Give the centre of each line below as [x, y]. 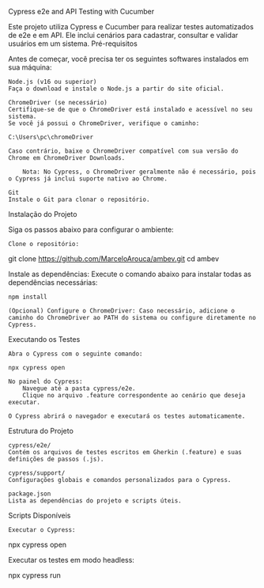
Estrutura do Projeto [41, 431]
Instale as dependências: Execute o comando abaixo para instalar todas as [130, 274]
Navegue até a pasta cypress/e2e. [79, 389]
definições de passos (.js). [56, 459]
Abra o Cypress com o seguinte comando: [76, 354]
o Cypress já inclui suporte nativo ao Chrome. [88, 179]
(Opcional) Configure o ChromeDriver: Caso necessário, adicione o [122, 311]
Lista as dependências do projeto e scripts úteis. [95, 501]
